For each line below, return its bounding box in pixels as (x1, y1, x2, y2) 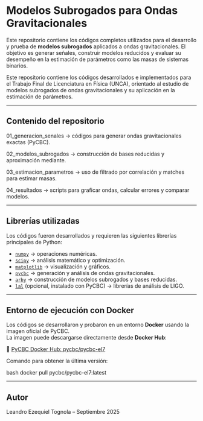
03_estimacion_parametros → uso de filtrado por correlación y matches (6, 168, 185, 176)
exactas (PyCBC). (6, 138, 50, 145)
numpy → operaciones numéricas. (14, 250, 97, 257)
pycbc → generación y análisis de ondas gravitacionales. (14, 269, 155, 276)
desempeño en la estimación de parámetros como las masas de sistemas (6, 55, 189, 63)
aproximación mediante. (6, 156, 66, 163)
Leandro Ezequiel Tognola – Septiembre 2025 (6, 408, 120, 416)
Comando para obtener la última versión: (6, 357, 108, 365)
